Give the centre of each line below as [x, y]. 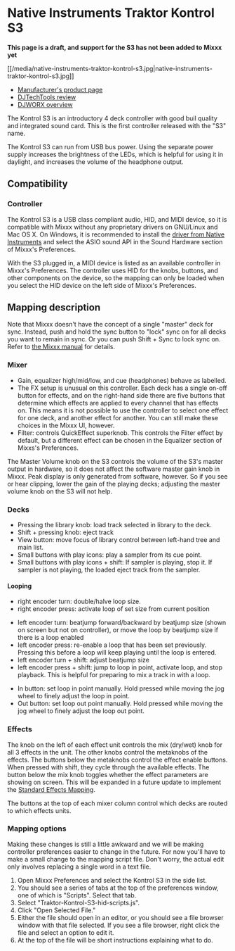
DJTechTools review [47, 97]
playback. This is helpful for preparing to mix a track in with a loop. [114, 675]
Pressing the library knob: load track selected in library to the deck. [114, 525]
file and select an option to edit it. [66, 932]
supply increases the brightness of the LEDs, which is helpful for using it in [115, 154]
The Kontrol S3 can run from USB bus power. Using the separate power [110, 146]
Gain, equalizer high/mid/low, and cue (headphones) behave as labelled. [122, 380]
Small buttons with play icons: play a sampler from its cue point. [109, 555]
